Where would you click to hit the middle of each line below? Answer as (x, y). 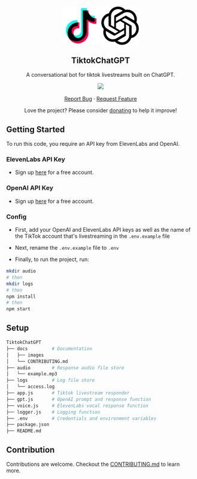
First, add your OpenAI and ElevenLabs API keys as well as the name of (103, 230)
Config (16, 217)
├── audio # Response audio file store (65, 368)
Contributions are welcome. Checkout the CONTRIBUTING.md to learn (93, 464)
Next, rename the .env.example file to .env (67, 248)
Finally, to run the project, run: (52, 259)
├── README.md (24, 431)
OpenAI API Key (30, 188)
